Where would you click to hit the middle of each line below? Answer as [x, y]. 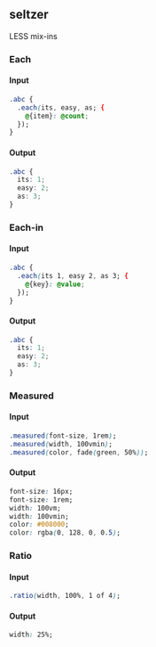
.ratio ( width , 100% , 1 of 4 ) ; [65, 596]
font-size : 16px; [41, 491]
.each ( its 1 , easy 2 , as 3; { [73, 275]
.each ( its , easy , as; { [61, 107]
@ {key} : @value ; [55, 284]
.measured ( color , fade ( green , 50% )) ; [79, 452]
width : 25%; [31, 635]
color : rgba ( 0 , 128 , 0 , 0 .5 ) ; [65, 533]
